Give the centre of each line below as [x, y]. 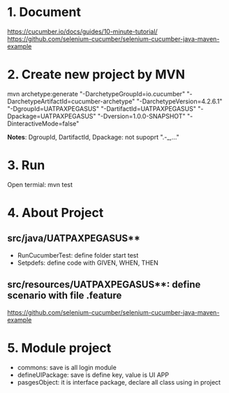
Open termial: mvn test [40, 184]
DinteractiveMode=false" [43, 124]
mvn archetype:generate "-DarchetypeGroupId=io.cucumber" [96, 94]
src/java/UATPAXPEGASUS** [74, 238]
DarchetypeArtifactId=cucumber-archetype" [71, 101]
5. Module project [59, 348]
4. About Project [56, 213]
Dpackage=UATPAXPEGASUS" [52, 116]
